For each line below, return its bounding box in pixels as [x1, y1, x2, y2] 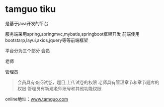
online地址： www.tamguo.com [5, 96, 68, 102]
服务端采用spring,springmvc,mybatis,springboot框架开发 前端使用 [5, 31, 140, 37]
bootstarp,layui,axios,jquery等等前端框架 [5, 37, 88, 43]
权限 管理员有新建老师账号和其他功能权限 [17, 85, 102, 91]
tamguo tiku [5, 3, 56, 15]
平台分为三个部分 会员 [5, 48, 50, 53]
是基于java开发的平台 [5, 20, 49, 26]
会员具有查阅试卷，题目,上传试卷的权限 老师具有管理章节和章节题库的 [17, 79, 160, 85]
